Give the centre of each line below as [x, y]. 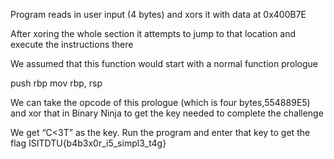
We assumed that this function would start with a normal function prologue [164, 63]
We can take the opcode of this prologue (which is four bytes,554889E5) [160, 102]
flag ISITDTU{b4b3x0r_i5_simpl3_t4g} [88, 143]
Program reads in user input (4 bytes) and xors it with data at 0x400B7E [158, 14]
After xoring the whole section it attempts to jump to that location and [153, 33]
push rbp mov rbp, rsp [56, 83]
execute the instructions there [72, 44]
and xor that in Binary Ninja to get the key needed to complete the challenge [167, 113]
